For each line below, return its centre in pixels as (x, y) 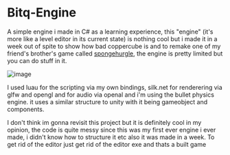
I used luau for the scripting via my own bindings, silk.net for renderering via (115, 87)
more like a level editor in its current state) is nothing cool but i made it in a (112, 38)
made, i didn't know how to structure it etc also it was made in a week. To (111, 137)
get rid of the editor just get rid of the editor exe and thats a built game (107, 144)
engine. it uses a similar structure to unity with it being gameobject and (107, 102)
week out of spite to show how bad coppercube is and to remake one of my (114, 46)
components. (26, 109)
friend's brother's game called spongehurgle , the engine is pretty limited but (115, 53)
